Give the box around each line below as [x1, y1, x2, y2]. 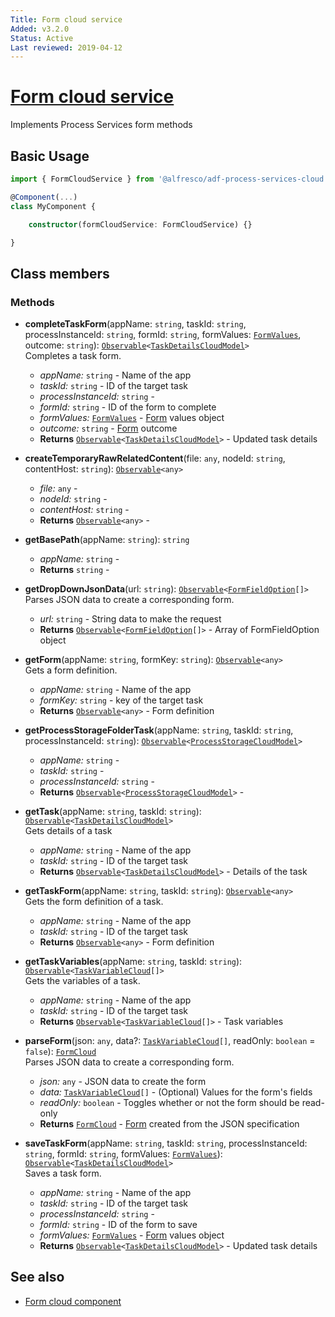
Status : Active [10, 33, 74, 43]
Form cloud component [24, 1295, 122, 1307]
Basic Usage [10, 147, 90, 165]
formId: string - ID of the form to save [39, 1219, 198, 1231]
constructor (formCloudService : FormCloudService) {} [28, 219, 253, 230]
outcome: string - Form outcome [39, 422, 178, 435]
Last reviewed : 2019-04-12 [10, 42, 123, 53]
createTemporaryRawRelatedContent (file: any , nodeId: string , [24, 452, 286, 465]
